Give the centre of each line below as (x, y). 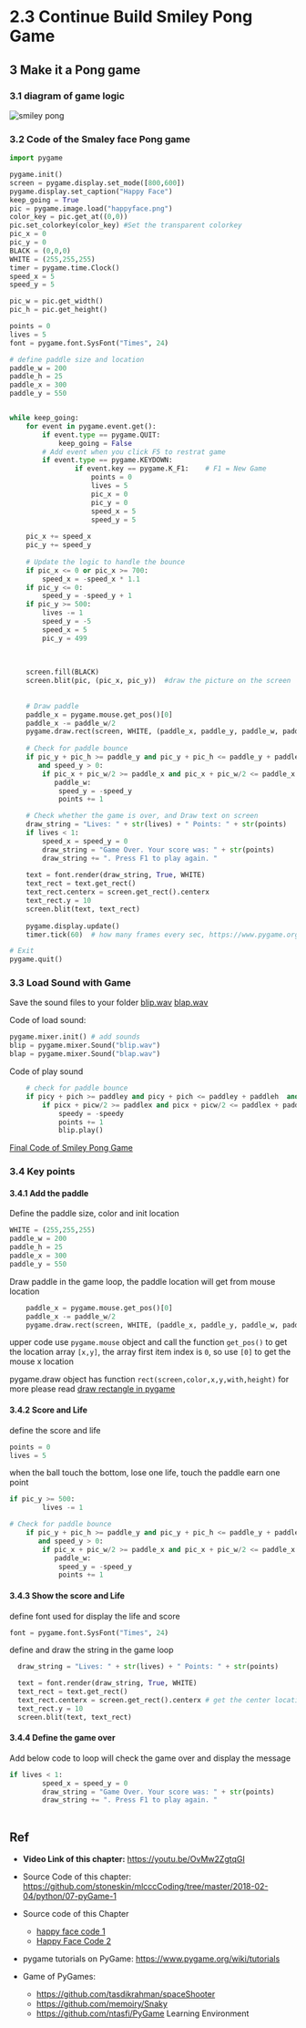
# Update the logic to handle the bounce (105, 562)
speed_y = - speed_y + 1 (87, 596)
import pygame (36, 158)
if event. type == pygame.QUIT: (102, 435)
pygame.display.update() (73, 926)
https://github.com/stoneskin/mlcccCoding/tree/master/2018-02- (145, 1887)
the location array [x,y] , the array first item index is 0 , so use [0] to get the (150, 1352)
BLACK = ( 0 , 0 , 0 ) (40, 251)
